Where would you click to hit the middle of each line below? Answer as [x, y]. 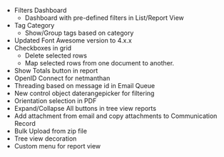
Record [25, 123]
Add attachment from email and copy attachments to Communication [116, 116]
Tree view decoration [45, 139]
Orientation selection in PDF [55, 101]
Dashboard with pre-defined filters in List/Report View [104, 18]
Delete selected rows [56, 55]
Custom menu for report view [57, 146]
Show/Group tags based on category [79, 33]
